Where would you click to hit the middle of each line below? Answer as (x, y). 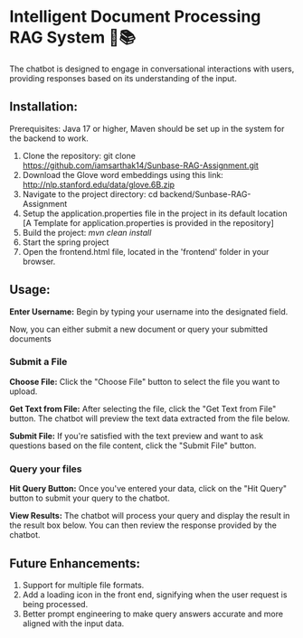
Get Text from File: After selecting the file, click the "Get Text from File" (143, 408)
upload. (24, 391)
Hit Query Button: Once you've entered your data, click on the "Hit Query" (148, 489)
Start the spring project (66, 242)
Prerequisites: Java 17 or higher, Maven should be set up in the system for (147, 128)
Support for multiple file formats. (83, 585)
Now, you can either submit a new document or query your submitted (139, 329)
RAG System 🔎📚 (73, 38)
